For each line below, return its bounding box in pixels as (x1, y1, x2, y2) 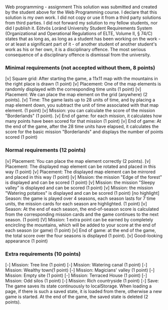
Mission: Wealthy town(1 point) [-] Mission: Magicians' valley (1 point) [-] (5, 267, 155, 273)
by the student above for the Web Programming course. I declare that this (5, 9, 157, 15)
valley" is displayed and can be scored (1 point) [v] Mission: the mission (5, 184, 153, 191)
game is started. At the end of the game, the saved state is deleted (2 (5, 293, 148, 299)
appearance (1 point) (5, 238, 48, 244)
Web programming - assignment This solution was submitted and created (5, 4, 157, 10)
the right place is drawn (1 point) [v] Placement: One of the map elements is (5, 81, 161, 87)
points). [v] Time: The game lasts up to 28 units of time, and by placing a (5, 97, 155, 103)
